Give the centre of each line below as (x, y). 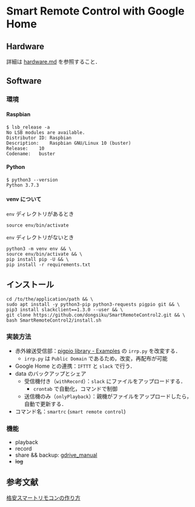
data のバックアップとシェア (51, 374)
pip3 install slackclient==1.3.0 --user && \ (64, 310)
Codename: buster (31, 154)
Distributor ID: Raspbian (39, 138)
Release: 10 (25, 148)
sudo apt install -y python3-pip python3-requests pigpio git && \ (93, 304)
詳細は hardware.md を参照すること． (54, 61)
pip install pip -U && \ (38, 259)
